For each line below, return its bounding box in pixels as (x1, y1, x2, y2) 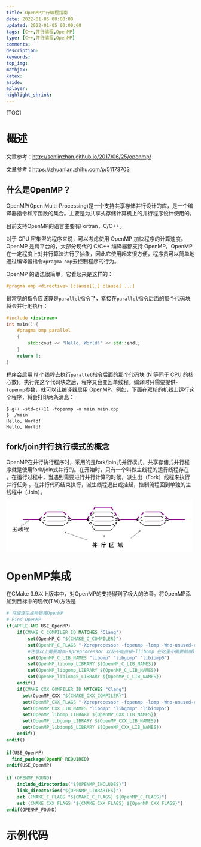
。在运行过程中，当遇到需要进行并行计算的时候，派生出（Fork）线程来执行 (6, 474, 190, 481)
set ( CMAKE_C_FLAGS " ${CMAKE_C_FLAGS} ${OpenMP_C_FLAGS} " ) (17, 794, 167, 800)
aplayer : (6, 86, 28, 92)
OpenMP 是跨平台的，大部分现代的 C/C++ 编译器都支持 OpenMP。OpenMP (6, 242, 193, 250)
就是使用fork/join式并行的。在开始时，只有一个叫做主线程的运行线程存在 (11, 466, 190, 473)
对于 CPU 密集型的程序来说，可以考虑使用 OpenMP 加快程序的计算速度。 (6, 235, 187, 242)
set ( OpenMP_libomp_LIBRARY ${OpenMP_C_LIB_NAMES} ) (28, 661, 157, 667)
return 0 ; (17, 353, 42, 359)
